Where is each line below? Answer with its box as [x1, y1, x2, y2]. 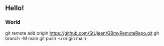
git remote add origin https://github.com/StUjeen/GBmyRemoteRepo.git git [5, 30, 159, 36]
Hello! [5, 4, 24, 12]
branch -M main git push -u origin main [5, 35, 86, 41]
